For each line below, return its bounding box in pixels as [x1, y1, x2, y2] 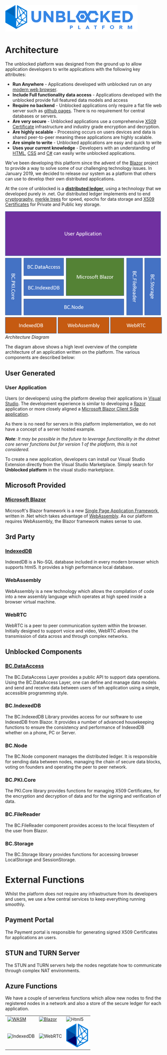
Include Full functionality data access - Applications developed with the [12, 91, 162, 97]
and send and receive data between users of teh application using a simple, [5, 684, 161, 690]
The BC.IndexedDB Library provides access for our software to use [5, 713, 143, 719]
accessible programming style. [5, 690, 69, 696]
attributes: [5, 71, 26, 77]
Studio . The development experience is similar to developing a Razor [5, 400, 146, 407]
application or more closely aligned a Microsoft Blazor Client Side [5, 406, 139, 412]
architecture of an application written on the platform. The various [5, 349, 140, 355]
